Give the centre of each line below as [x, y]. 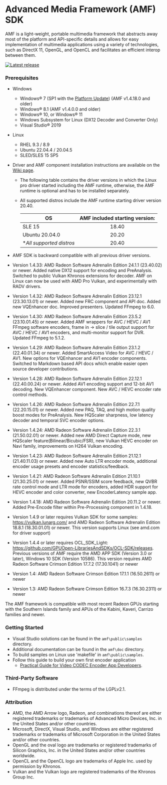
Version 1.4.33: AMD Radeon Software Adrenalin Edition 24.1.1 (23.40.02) [87, 265]
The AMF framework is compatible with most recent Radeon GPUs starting [82, 604]
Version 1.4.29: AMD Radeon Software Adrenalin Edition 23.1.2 [76, 348]
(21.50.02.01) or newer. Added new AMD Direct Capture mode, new [81, 436]
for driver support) [31, 533]
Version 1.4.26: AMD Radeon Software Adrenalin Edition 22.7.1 [76, 405]
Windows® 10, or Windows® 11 [51, 114]
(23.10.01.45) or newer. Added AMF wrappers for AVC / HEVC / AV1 [81, 322]
